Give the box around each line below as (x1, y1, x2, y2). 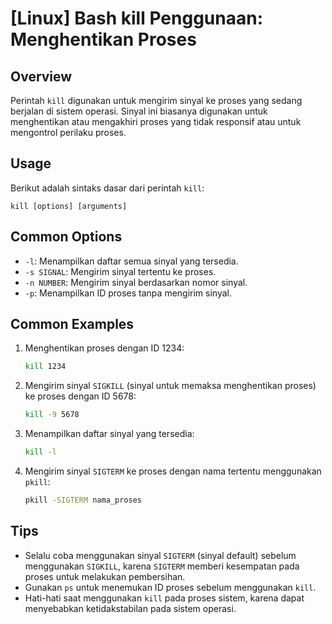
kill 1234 (24, 362, 67, 372)
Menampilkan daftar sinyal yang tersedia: (24, 428, 195, 440)
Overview (10, 68, 73, 85)
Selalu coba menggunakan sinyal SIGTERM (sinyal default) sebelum (24, 549, 297, 561)
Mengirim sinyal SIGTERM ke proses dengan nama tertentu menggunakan (24, 465, 322, 477)
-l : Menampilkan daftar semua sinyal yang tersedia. (24, 255, 239, 267)
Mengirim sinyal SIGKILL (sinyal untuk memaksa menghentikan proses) (24, 380, 317, 392)
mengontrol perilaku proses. (10, 127, 127, 138)
